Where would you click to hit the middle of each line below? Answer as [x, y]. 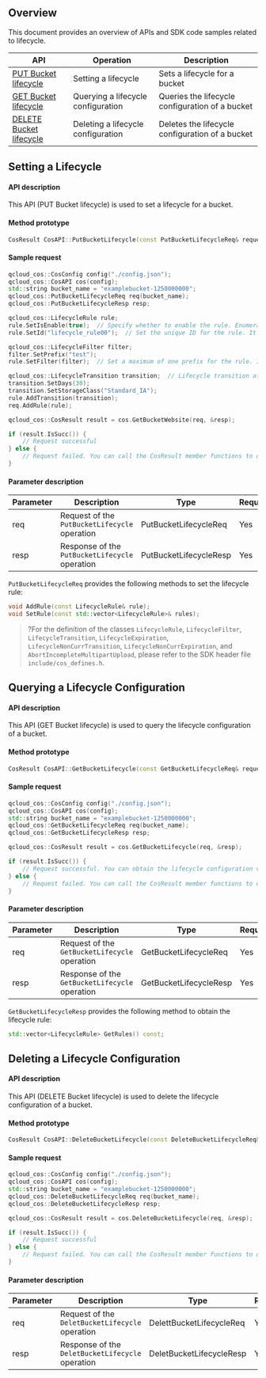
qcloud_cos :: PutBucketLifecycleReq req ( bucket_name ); [99, 296]
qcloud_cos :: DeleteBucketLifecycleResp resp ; [84, 1204]
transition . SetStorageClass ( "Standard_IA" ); [83, 391]
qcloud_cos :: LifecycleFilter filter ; [70, 347]
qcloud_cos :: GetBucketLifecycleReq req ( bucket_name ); [99, 826]
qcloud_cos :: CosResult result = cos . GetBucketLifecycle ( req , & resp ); [125, 847]
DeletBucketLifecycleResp [198, 1353]
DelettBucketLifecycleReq [197, 1323]
